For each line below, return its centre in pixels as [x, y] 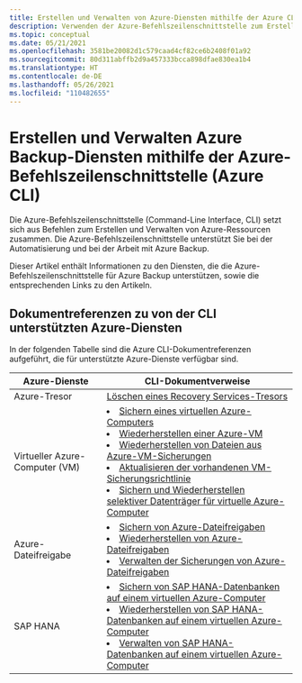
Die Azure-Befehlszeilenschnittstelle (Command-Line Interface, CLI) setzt [145, 220]
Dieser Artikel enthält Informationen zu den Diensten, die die [121, 266]
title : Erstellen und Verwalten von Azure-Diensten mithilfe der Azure [146, 18]
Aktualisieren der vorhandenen [184, 468]
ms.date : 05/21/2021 [48, 43]
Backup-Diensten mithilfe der [122, 156]
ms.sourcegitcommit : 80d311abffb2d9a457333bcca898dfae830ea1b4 [130, 59]
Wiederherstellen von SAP [174, 609]
